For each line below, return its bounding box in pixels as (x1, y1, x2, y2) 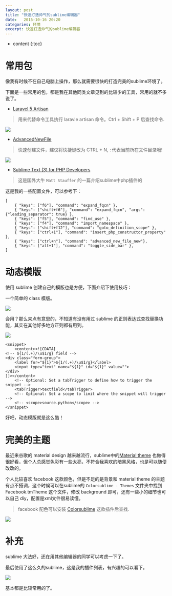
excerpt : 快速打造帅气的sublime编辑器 (5, 27, 80, 32)
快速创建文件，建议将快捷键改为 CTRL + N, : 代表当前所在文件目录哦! (17, 147, 163, 153)
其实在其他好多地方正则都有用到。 (14, 322, 86, 328)
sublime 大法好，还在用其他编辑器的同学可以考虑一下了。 (5, 553, 126, 560)
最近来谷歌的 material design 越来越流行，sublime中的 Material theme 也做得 (5, 452, 166, 458)
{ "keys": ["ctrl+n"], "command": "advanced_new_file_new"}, (14, 239, 147, 244)
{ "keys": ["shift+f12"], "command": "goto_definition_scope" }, (14, 225, 157, 231)
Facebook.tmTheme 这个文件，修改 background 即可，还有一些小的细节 (5, 488, 157, 495)
